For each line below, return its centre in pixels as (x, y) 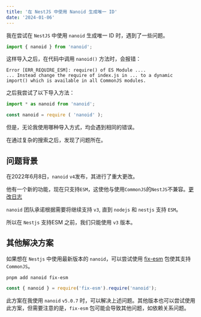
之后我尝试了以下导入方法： (40, 93)
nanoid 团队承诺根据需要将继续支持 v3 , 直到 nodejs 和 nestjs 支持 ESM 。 (94, 209)
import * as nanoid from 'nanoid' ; (51, 104)
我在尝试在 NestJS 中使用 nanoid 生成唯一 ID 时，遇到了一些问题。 (87, 35)
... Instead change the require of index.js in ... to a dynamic (89, 76)
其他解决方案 (30, 243)
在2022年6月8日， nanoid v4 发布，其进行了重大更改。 (72, 176)
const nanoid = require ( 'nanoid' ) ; (55, 115)
